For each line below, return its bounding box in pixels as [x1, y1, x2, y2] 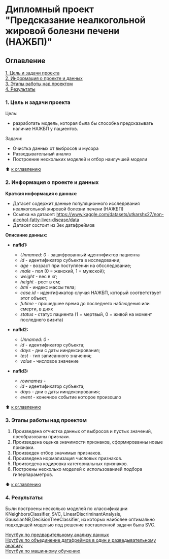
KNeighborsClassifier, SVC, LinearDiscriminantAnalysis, [5, 511, 122, 517]
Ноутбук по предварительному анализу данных [5, 531, 109, 538]
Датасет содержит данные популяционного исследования [12, 200, 140, 206]
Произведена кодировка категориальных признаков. [12, 460, 128, 467]
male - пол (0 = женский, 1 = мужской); [20, 268, 106, 274]
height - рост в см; [20, 279, 61, 285]
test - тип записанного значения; [20, 353, 92, 359]
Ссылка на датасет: [12, 211, 56, 217]
